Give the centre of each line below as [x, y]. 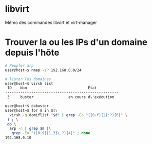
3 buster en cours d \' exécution [61, 97]
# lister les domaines [28, 79]
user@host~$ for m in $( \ [31, 110]
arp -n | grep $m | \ [30, 129]
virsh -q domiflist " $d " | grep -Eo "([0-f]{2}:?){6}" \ [68, 115]
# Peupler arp [19, 65]
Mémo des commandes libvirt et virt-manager [51, 22]
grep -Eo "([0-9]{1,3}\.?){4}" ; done [51, 133]
